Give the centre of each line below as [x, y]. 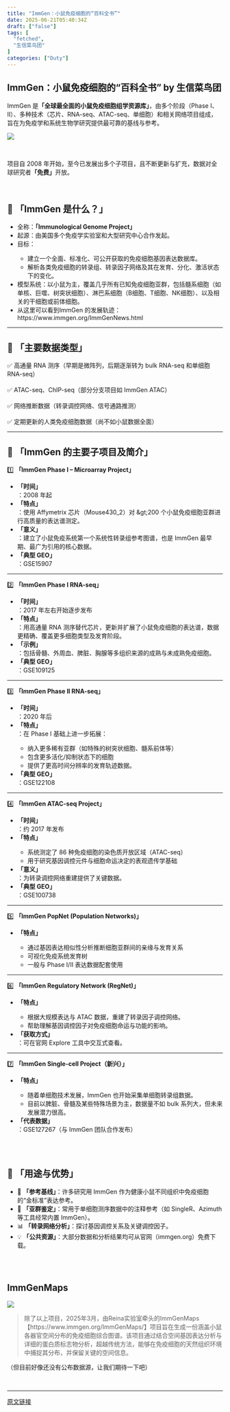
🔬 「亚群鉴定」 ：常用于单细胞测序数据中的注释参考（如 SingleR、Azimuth [119, 1209]
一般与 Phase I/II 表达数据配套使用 [75, 965]
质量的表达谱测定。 [56, 521]
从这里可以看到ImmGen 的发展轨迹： [69, 310]
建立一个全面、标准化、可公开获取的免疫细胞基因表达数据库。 [114, 259]
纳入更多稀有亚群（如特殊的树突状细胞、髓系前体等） [102, 748]
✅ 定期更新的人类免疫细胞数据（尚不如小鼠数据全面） [82, 422]
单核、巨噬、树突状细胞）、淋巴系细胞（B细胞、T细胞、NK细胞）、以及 [115, 293]
